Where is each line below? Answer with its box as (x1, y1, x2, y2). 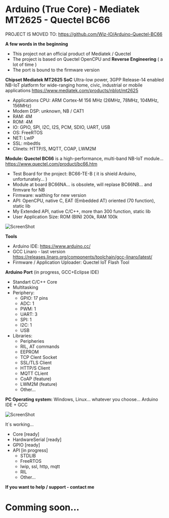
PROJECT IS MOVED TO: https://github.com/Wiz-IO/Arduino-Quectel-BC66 (5, 31, 163, 37)
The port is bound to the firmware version (12, 67, 100, 73)
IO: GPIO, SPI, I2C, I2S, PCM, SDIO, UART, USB (12, 124, 110, 130)
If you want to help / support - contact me (5, 484, 95, 490)
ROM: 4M (12, 118, 33, 125)
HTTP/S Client (20, 365, 50, 371)
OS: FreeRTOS (12, 129, 43, 135)
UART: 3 (20, 311, 38, 317)
